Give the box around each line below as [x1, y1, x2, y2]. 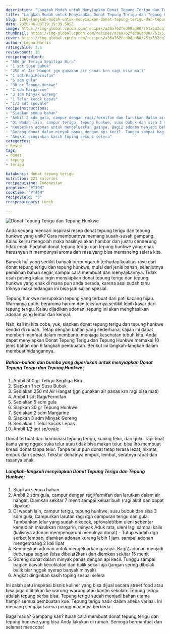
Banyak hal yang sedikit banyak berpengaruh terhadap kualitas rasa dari [6, 258, 156, 265]
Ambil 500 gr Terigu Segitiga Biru [13, 377, 82, 383]
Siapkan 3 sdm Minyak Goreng [13, 415, 77, 421]
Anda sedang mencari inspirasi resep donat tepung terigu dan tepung [6, 227, 150, 234]
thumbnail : [6, 31, 29, 36]
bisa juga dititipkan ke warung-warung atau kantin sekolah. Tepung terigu [6, 587, 159, 593]
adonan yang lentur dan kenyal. [6, 311, 71, 317]
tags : [6, 148, 17, 153]
